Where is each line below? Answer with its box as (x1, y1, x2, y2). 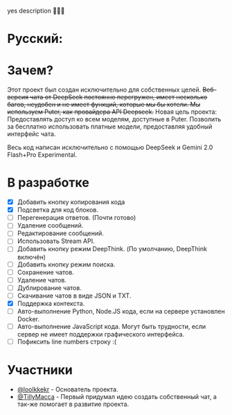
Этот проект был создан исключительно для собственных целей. (7, 85, 202, 94)
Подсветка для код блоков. (17, 205, 99, 214)
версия (7, 93, 29, 101)
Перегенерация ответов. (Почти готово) (17, 214, 136, 222)
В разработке (7, 175, 90, 191)
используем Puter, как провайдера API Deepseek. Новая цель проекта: (7, 108, 217, 116)
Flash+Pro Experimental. (7, 151, 78, 159)
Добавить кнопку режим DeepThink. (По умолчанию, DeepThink (17, 245, 208, 253)
